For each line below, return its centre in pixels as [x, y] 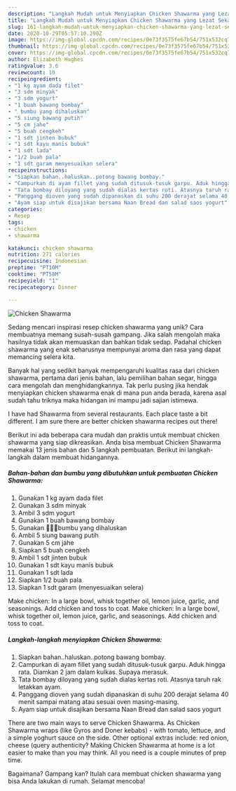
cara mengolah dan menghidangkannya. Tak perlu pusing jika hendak [108, 385]
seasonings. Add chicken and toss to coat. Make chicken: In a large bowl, [114, 609]
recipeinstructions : [38, 170]
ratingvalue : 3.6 [33, 66]
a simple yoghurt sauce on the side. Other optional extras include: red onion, [118, 738]
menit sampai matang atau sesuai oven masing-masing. [98, 702]
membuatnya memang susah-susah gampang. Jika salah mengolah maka [114, 334]
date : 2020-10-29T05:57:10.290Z [55, 33]
